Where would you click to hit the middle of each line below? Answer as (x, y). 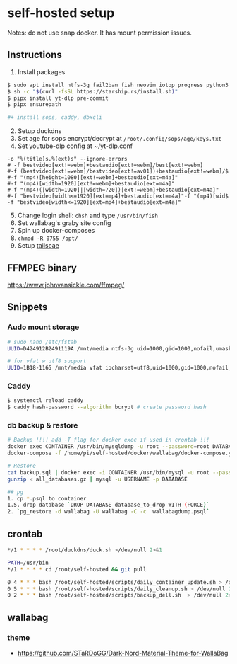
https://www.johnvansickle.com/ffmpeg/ (66, 285)
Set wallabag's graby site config (64, 223)
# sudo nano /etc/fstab (42, 342)
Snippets (28, 307)
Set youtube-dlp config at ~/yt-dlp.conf (75, 146)
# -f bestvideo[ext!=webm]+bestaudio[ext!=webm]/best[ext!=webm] (105, 165)
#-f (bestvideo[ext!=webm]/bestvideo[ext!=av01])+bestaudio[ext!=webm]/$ (118, 171)
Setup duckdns (39, 131)
